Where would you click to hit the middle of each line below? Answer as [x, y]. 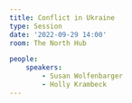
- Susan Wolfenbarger [83, 76]
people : [24, 60]
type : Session [36, 26]
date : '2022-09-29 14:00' [58, 34]
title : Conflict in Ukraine [62, 18]
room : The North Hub [48, 43]
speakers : [44, 68]
